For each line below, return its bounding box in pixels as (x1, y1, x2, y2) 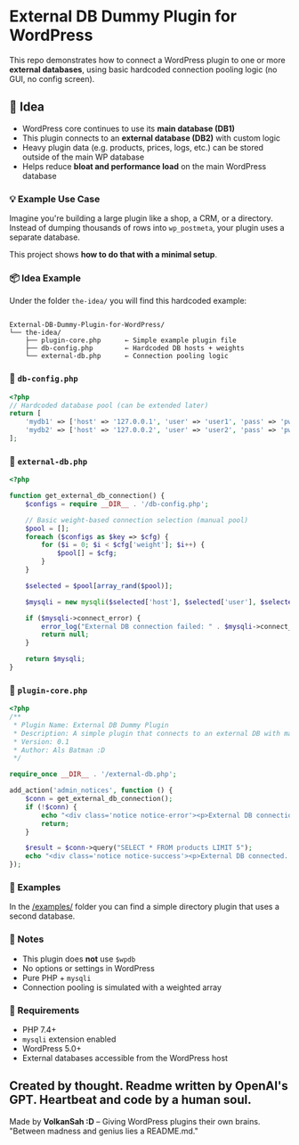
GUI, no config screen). (9, 73, 95, 84)
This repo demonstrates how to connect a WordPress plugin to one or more (9, 54, 287, 65)
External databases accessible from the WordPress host (21, 1053, 229, 1063)
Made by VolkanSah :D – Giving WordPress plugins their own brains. (9, 1116, 261, 1126)
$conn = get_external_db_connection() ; (25, 795, 174, 804)
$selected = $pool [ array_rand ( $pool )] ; (25, 581, 174, 590)
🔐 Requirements (9, 1004, 80, 1017)
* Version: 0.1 (12, 737, 69, 746)
